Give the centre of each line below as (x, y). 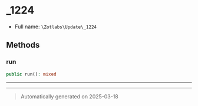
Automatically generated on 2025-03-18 (70, 96)
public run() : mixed (32, 74)
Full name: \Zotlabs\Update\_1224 (56, 26)
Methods (23, 45)
